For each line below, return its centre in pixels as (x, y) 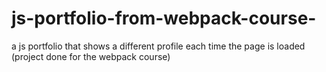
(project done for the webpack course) (91, 56)
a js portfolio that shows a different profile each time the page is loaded (158, 46)
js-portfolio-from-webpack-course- (164, 18)
